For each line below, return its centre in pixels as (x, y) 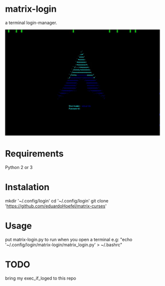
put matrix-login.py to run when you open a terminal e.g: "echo (69, 239)
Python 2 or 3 (19, 167)
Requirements (34, 154)
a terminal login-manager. (31, 23)
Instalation (27, 187)
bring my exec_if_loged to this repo (41, 278)
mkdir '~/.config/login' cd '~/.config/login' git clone (57, 200)
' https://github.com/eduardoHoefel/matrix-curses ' (56, 206)
